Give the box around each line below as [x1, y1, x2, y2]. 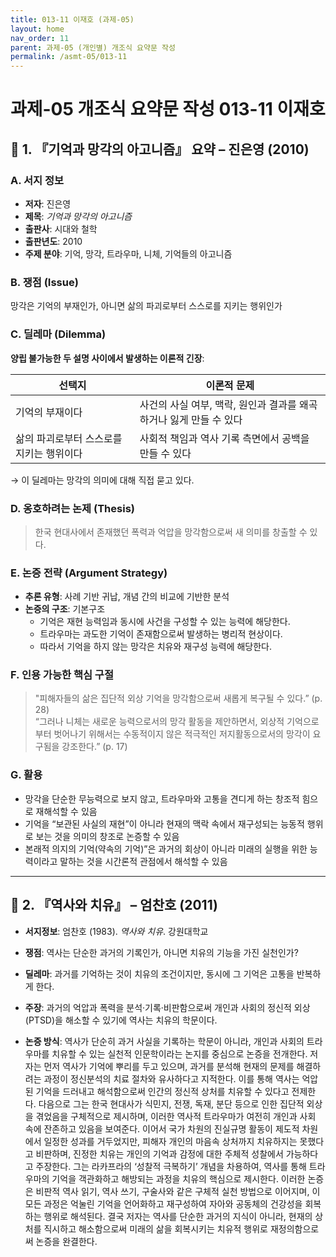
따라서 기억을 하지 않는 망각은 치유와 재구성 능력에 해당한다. [39, 641, 273, 653]
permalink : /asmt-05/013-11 [10, 52, 128, 62]
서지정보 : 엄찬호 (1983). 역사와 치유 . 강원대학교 [24, 925, 209, 937]
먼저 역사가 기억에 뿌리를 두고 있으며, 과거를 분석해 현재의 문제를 [43, 1060, 295, 1072]
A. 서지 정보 [10, 173, 65, 187]
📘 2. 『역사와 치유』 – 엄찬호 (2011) [10, 897, 218, 914]
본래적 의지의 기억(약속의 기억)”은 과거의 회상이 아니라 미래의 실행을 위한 [24, 842, 308, 855]
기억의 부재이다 [15, 405, 83, 419]
